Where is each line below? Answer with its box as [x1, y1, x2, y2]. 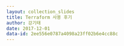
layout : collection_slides [6, 8, 75, 15]
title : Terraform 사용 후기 [6, 14, 72, 20]
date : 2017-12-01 [6, 25, 50, 32]
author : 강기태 [6, 20, 41, 26]
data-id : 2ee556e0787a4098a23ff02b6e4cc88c [6, 31, 119, 37]
